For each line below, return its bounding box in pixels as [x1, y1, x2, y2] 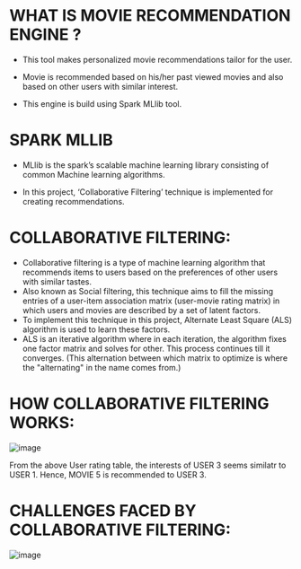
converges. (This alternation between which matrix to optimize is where [22, 352, 288, 363]
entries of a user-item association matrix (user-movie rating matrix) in [22, 295, 280, 306]
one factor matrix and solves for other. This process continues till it [22, 343, 270, 354]
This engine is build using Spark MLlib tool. [22, 98, 182, 109]
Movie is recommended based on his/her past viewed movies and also [22, 71, 284, 82]
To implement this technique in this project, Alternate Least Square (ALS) [22, 314, 293, 325]
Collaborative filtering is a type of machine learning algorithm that [22, 257, 266, 267]
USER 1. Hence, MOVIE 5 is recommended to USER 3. [9, 468, 207, 480]
